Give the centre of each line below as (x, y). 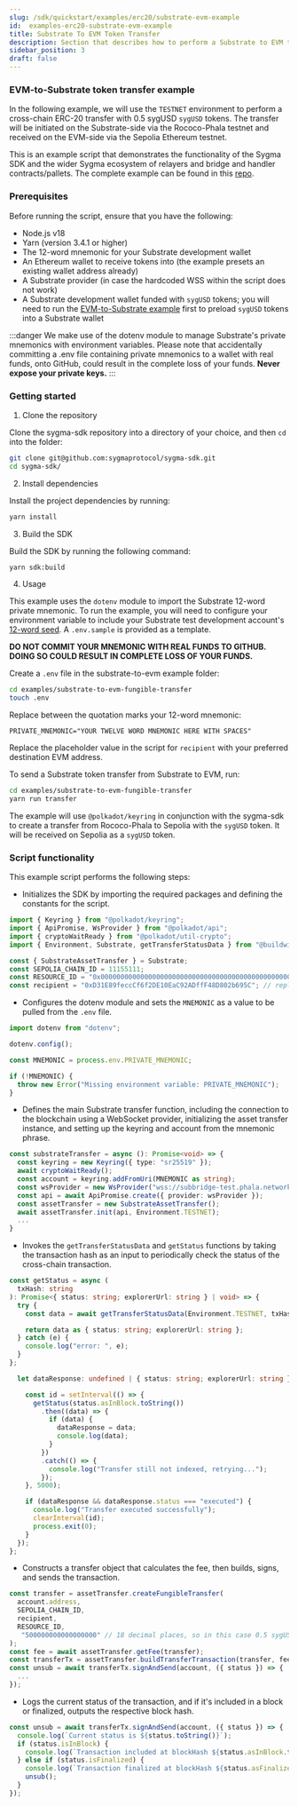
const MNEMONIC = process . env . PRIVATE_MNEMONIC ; (101, 1060)
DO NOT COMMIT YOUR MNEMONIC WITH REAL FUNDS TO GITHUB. (137, 647)
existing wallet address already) (80, 271)
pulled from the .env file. (67, 1012)
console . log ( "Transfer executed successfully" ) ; (124, 1510)
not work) (39, 289)
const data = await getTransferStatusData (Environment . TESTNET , (146, 1314)
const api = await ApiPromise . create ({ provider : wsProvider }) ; (141, 1195)
